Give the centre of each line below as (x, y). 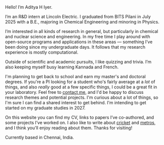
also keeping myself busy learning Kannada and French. (62, 67)
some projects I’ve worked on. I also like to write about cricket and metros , (81, 123)
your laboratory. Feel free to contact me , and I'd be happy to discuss (74, 92)
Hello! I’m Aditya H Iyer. (29, 7)
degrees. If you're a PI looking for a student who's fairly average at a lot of (80, 82)
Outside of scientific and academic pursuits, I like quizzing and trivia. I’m (78, 62)
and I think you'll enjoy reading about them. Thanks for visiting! (69, 128)
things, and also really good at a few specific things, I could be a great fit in (81, 87)
